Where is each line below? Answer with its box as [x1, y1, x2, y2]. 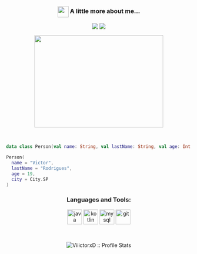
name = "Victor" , [11, 160, 54, 166]
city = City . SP [11, 176, 49, 182]
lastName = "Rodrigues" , [11, 165, 72, 171]
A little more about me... [69, 7, 141, 15]
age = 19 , [11, 171, 35, 177]
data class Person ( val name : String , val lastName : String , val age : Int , [6, 144, 193, 150]
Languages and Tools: [66, 196, 131, 204]
